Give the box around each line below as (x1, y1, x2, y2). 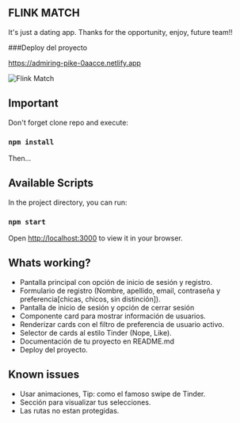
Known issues (8, 368, 80, 382)
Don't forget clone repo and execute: (8, 117, 129, 127)
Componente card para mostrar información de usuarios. (19, 311, 206, 321)
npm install (8, 137, 55, 146)
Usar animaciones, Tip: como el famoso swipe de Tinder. (19, 389, 206, 398)
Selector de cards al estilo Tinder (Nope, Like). (19, 328, 172, 337)
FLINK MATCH (8, 6, 81, 20)
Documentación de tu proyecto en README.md (19, 336, 174, 346)
